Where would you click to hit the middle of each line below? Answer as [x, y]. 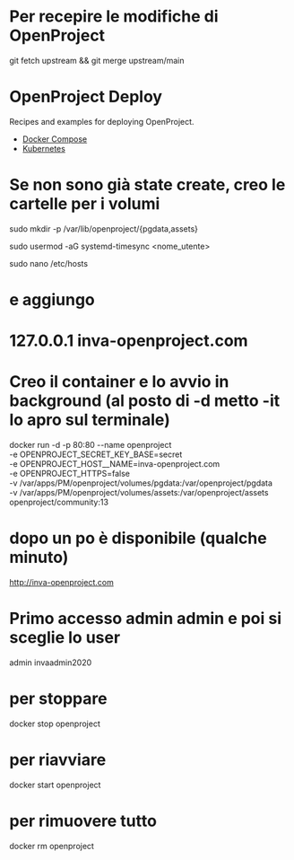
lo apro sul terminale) [90, 420]
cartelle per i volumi [85, 204]
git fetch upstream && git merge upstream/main [97, 60]
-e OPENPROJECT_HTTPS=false [69, 474]
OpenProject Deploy [86, 97]
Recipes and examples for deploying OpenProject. [102, 121]
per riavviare [58, 760]
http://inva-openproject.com [61, 583]
